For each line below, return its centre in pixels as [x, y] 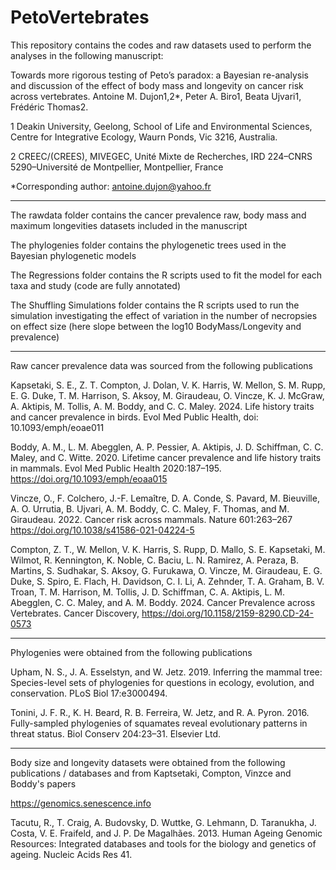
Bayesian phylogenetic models [73, 255]
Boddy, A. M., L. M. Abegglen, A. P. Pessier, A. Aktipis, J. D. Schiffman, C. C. [167, 447]
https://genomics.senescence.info [81, 803]
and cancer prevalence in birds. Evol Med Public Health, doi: [134, 417]
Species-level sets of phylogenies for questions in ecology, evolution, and [162, 682]
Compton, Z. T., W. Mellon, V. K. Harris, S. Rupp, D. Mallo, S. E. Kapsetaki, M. [168, 549]
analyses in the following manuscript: [87, 55]
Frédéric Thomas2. [49, 107]
